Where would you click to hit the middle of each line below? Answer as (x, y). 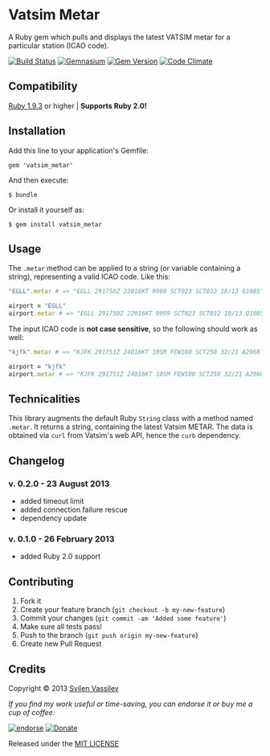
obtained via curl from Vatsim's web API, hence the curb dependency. (125, 435)
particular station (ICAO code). (59, 45)
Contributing (41, 581)
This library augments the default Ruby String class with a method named (131, 419)
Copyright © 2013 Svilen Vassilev (63, 689)
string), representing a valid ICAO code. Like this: (90, 277)
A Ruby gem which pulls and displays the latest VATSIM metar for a (119, 37)
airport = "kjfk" (37, 366)
